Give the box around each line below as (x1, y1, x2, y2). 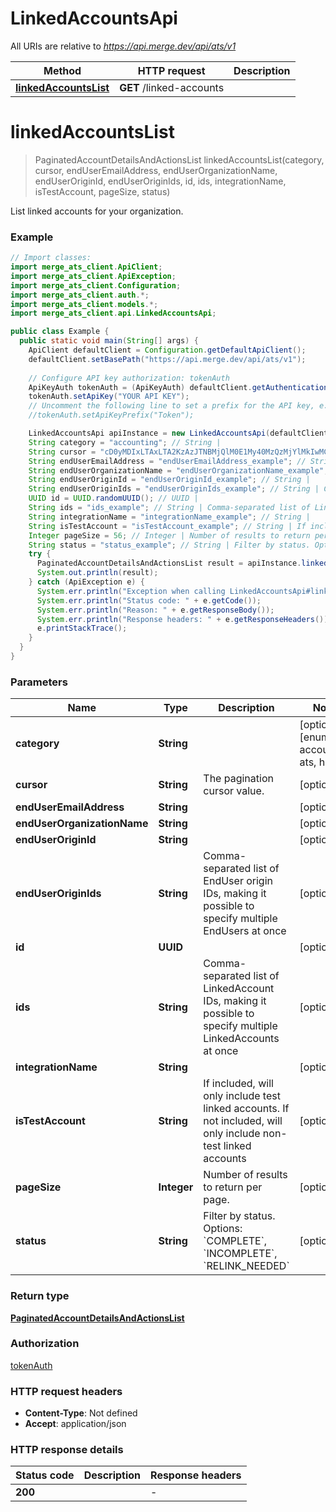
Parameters (10, 675, 68, 689)
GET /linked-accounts (119, 80, 225, 94)
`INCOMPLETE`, (203, 1247, 278, 1261)
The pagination (203, 772, 274, 786)
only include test (203, 1089, 281, 1103)
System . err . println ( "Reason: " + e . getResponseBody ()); (36, 605, 275, 615)
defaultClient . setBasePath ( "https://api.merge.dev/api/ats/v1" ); (28, 354, 307, 364)
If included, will (203, 1077, 274, 1091)
